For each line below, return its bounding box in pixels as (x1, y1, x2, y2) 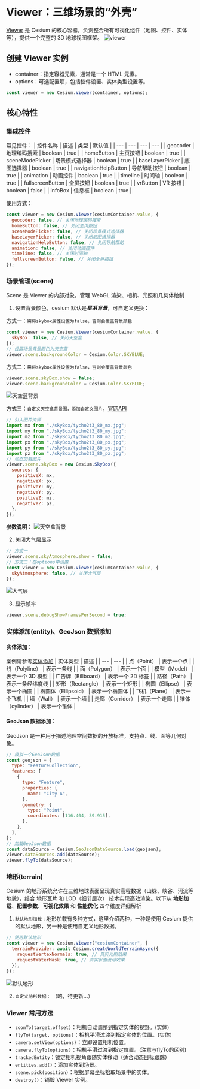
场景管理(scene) (6, 277, 54, 285)
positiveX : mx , (17, 473, 55, 479)
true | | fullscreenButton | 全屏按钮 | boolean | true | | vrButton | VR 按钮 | (6, 179, 185, 186)
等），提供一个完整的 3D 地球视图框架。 (6, 34, 103, 41)
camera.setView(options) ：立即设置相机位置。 (14, 1038, 130, 1046)
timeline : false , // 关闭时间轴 (11, 251, 88, 257)
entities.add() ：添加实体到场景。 (14, 1061, 100, 1068)
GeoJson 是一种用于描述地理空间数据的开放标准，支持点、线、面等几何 (6, 732, 181, 739)
